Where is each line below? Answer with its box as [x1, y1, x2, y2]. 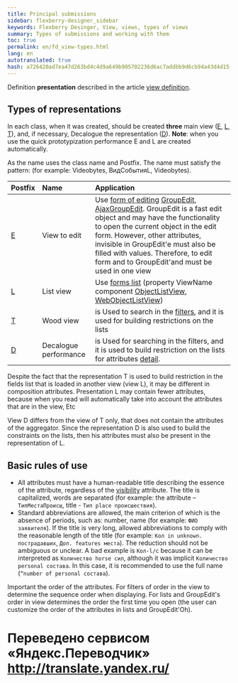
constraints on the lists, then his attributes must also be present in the [7, 431, 211, 440]
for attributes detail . [94, 354, 161, 364]
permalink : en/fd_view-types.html [7, 43, 110, 50]
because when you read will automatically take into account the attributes [7, 395, 223, 404]
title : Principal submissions [7, 10, 97, 18]
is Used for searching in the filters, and [94, 336, 224, 346]
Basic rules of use [7, 459, 88, 471]
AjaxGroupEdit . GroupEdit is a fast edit [94, 204, 222, 214]
